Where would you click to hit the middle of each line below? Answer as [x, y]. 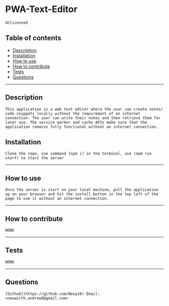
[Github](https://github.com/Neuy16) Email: [53, 294]
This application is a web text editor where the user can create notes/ [84, 109]
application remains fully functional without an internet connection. [82, 127]
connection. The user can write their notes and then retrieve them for [83, 118]
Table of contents [33, 38]
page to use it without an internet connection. [57, 199]
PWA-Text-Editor [41, 9]
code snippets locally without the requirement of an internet [73, 113]
